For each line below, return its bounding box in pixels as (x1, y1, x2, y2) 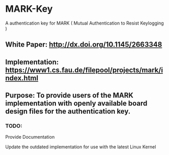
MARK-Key (5, 3, 53, 15)
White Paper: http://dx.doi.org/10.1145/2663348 (5, 40, 162, 49)
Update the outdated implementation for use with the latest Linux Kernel (5, 144, 156, 150)
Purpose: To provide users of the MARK (5, 91, 134, 100)
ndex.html (5, 74, 39, 82)
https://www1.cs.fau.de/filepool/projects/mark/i (5, 65, 163, 74)
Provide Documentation (5, 134, 55, 140)
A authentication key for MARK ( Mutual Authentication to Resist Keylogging (5, 20, 164, 26)
